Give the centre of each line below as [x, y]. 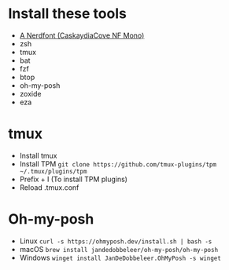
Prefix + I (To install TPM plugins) [74, 179]
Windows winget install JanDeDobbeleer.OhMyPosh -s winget [120, 257]
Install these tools [68, 14]
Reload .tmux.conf [49, 187]
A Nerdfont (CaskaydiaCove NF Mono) [82, 35]
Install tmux [38, 155]
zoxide [30, 93]
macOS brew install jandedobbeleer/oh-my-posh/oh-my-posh [119, 249]
